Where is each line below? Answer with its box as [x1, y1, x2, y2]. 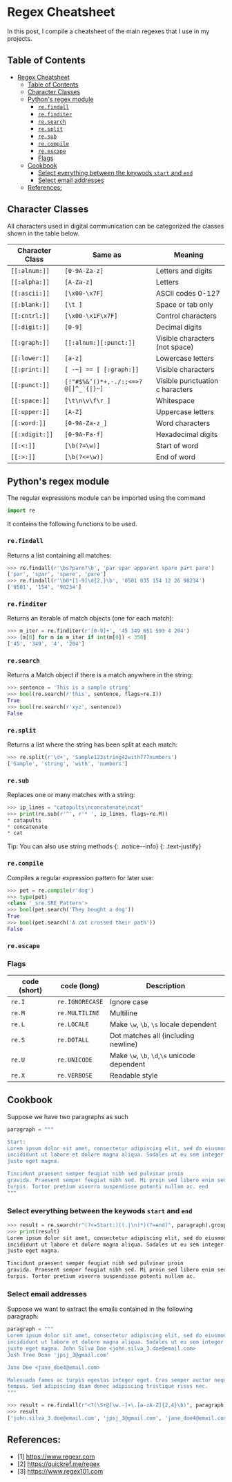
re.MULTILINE [57, 1009, 100, 1017]
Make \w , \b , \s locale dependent [109, 1019, 217, 1029]
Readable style [109, 1071, 158, 1080]
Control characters [155, 311, 217, 321]
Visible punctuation [155, 375, 219, 385]
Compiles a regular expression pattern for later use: [7, 873, 154, 882]
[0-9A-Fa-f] [64, 430, 104, 438]
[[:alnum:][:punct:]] [64, 339, 136, 346]
